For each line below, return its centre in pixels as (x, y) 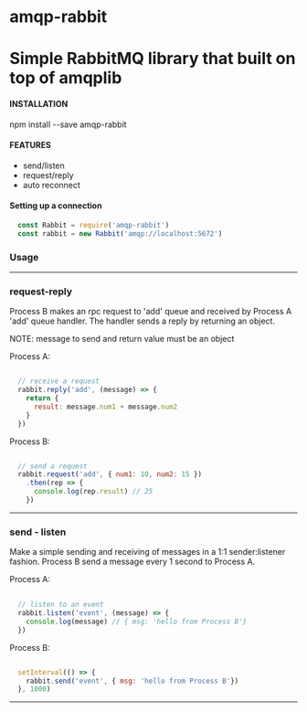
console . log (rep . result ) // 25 (93, 492)
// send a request (53, 466)
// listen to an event (61, 605)
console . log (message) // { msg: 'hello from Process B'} (137, 622)
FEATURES (31, 145)
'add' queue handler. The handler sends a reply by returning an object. (143, 321)
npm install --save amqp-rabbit (68, 124)
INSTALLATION (39, 103)
